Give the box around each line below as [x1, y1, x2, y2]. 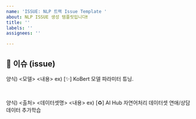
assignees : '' [6, 30, 41, 36]
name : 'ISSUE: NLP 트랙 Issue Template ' [6, 8, 107, 15]
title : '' [6, 19, 31, 25]
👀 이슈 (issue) [6, 59, 55, 69]
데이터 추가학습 [6, 106, 41, 113]
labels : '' [6, 25, 33, 31]
